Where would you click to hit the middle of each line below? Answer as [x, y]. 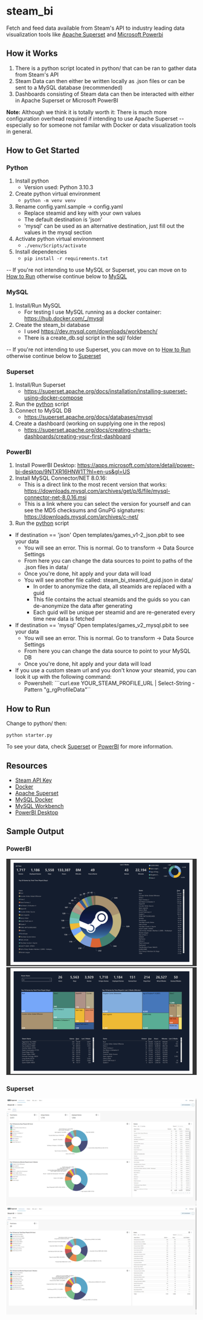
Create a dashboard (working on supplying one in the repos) [90, 423]
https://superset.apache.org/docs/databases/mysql [88, 417]
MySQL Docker [34, 800]
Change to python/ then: [37, 724]
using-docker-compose [53, 398]
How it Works [32, 54]
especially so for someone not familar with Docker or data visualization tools [101, 125]
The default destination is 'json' [63, 220]
